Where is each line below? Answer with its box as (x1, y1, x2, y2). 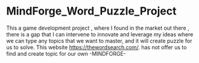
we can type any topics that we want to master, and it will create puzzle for (6, 37, 192, 44)
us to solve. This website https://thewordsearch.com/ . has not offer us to (6, 44, 187, 51)
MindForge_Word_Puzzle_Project (6, 4, 177, 18)
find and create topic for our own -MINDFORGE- (6, 50, 127, 57)
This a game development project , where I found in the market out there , (6, 24, 190, 31)
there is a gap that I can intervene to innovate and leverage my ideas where (6, 30, 194, 38)
